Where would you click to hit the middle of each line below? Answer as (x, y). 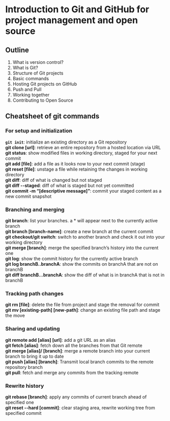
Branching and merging (35, 209)
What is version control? (38, 62)
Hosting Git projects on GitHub (45, 84)
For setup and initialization (39, 131)
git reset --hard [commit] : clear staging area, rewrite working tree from (80, 408)
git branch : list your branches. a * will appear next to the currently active (81, 220)
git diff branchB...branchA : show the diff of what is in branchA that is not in (85, 275)
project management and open (72, 20)
